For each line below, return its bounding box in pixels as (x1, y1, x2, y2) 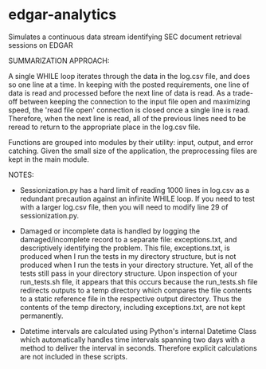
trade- (232, 88, 253, 97)
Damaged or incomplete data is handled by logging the (19, 226, 201, 236)
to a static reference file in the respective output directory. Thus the (19, 293, 242, 304)
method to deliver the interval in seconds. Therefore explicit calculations (19, 343, 257, 352)
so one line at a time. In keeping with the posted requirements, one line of (8, 80, 249, 89)
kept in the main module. (8, 154, 89, 164)
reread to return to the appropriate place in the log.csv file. (8, 122, 201, 132)
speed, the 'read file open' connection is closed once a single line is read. (8, 105, 250, 115)
